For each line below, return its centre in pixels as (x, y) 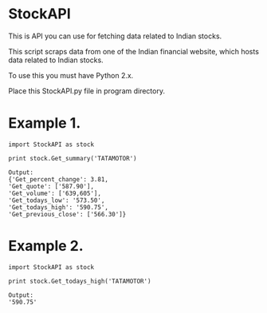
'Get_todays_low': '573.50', (57, 200)
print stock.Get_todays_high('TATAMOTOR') (80, 281)
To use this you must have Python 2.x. (71, 75)
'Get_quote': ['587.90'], (51, 186)
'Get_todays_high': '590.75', (59, 207)
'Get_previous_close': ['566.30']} (67, 214)
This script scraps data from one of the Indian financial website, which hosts (133, 51)
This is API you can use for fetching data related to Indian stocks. (115, 36)
